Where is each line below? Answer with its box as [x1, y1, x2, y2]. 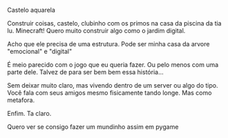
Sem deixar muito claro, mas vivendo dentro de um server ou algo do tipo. [7, 81, 218, 89]
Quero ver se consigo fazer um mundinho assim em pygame [7, 123, 179, 130]
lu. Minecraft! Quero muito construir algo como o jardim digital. [7, 27, 186, 34]
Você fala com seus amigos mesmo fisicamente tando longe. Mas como [7, 89, 212, 97]
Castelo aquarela [7, 6, 55, 14]
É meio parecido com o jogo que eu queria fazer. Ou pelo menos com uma [7, 61, 219, 68]
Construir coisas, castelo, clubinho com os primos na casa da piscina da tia [7, 19, 222, 27]
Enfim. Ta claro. [7, 110, 52, 117]
